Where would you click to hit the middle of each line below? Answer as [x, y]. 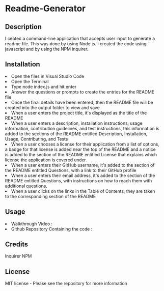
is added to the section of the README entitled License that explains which [81, 154]
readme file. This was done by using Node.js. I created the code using [76, 44]
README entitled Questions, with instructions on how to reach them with [79, 180]
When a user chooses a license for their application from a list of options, [85, 144]
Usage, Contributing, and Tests [37, 139]
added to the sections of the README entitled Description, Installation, [76, 134]
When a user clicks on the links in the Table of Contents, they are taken [83, 191]
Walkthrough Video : [32, 224]
